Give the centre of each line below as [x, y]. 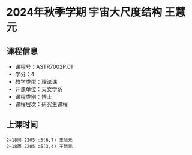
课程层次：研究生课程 [41, 104]
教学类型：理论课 [36, 82]
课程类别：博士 [33, 97]
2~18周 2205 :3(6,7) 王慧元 [40, 140]
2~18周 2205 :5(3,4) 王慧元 [40, 146]
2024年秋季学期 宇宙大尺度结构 [84, 12]
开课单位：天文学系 [39, 89]
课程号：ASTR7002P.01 [44, 67]
